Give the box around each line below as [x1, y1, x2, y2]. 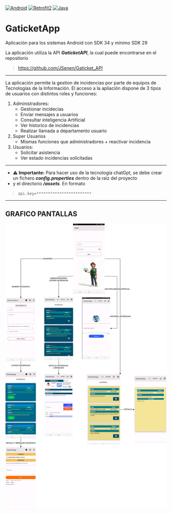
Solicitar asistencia [20, 149, 60, 156]
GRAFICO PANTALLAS [5, 210, 78, 219]
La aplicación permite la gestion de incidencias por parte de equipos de [5, 79, 157, 85]
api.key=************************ [17, 191, 92, 196]
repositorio [5, 55, 28, 61]
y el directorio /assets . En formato [12, 180, 85, 186]
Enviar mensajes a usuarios [20, 111, 78, 117]
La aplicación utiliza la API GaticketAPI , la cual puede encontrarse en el [5, 49, 157, 56]
